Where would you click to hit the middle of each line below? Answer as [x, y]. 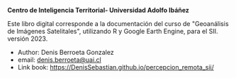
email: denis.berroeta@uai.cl [59, 60]
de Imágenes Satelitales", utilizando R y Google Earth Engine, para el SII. [113, 31]
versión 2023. [28, 39]
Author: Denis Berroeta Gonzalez [66, 52]
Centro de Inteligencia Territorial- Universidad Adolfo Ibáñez [99, 10]
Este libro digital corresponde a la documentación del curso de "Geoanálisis [118, 24]
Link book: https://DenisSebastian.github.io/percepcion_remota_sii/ [116, 67]
